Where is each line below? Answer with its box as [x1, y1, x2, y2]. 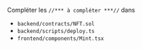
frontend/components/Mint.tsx [17, 35, 105, 42]
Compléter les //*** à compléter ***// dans [7, 6, 136, 14]
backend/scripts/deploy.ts [17, 28, 95, 35]
